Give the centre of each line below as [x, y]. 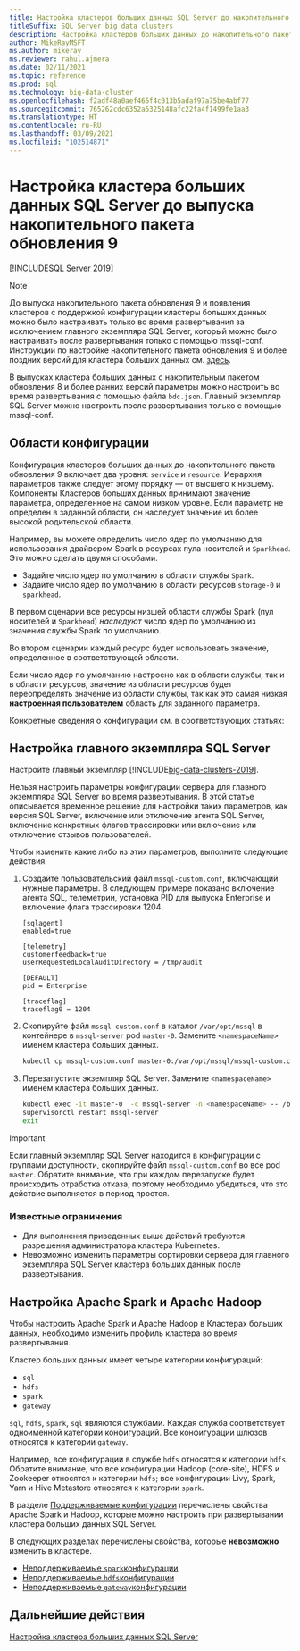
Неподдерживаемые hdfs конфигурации [98, 1577]
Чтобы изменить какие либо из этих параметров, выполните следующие [149, 852]
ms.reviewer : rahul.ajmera [59, 59]
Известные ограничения [66, 1216]
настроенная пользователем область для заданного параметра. [135, 703]
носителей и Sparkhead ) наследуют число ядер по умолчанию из [133, 621]
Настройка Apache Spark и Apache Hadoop [135, 1302]
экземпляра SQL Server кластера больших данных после [131, 1264]
